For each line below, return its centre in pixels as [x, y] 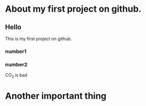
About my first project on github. [73, 9]
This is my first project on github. [39, 39]
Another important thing [56, 96]
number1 [16, 51]
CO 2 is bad [16, 76]
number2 [16, 64]
